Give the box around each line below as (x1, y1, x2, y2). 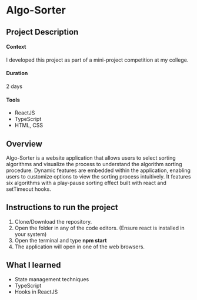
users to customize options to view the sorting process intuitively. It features (6, 173, 191, 180)
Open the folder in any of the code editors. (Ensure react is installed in (14, 224, 185, 231)
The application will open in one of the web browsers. (14, 243, 145, 250)
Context (6, 43, 26, 50)
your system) (14, 230, 47, 238)
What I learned (6, 260, 61, 270)
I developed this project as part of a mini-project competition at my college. (6, 56, 189, 63)
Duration (6, 70, 28, 77)
